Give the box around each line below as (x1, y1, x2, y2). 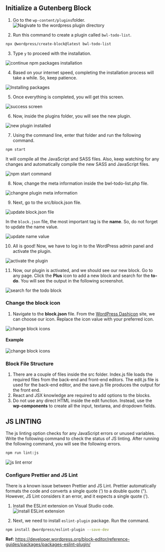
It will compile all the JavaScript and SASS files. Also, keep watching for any (5, 156, 159, 162)
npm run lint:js (5, 450, 39, 456)
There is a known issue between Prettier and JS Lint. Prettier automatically (5, 483, 157, 489)
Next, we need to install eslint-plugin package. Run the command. (12, 518, 150, 524)
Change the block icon (5, 300, 60, 307)
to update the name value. (5, 224, 58, 230)
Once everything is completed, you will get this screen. (12, 94, 124, 100)
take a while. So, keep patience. (12, 75, 78, 80)
